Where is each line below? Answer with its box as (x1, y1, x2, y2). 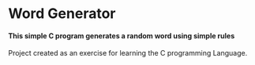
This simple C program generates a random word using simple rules (8, 31, 235, 40)
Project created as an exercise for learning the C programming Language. (8, 49, 248, 58)
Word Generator (8, 5, 116, 23)
